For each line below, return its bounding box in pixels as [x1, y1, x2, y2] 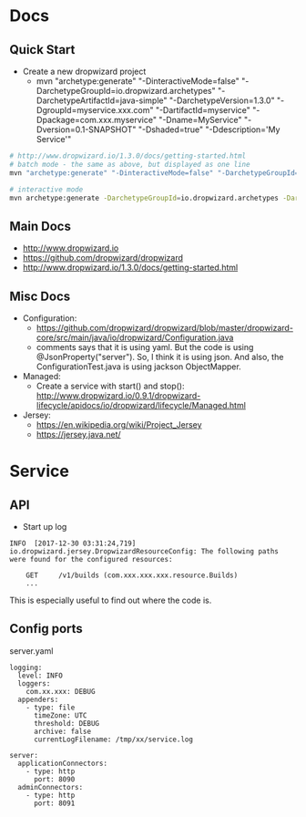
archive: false [33, 727, 92, 736]
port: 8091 [33, 799, 76, 808]
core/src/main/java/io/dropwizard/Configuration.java [36, 332, 234, 343]
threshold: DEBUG [33, 719, 100, 728]
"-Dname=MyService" [158, 115, 242, 125]
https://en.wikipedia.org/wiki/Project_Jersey [36, 419, 202, 429]
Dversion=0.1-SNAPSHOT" [36, 124, 137, 135]
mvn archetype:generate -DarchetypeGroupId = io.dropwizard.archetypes [9, 193, 280, 202]
